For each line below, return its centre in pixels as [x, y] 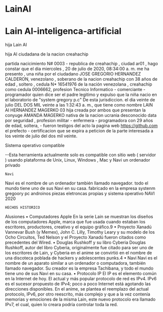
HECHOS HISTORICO [23, 208]
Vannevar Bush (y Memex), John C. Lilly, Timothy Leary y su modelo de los [80, 232]
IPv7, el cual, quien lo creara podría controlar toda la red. [61, 305]
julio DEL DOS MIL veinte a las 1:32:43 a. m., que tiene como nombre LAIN [79, 105]
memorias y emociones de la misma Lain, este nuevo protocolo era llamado [81, 299]
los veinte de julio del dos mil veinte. [41, 136]
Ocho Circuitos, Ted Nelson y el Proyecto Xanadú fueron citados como [76, 238]
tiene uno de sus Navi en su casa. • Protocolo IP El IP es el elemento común [81, 274]
